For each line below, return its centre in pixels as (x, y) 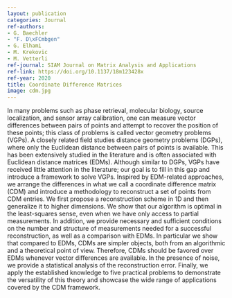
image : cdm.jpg (29, 91)
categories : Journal (37, 20)
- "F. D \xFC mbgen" (34, 40)
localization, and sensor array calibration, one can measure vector (101, 118)
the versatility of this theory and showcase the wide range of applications (112, 280)
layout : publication (37, 14)
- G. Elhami (24, 46)
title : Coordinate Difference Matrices (65, 85)
